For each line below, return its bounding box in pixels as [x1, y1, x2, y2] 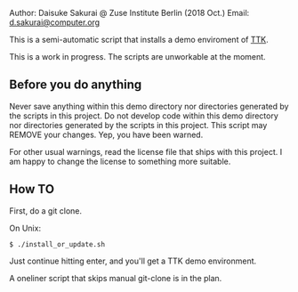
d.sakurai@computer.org [9, 17, 101, 28]
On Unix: [9, 223, 42, 233]
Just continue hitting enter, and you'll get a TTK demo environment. [9, 255, 257, 266]
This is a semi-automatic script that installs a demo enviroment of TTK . [9, 35, 269, 45]
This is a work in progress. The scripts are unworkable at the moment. [9, 52, 266, 61]
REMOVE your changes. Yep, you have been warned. [9, 129, 204, 140]
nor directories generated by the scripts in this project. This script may [9, 119, 268, 130]
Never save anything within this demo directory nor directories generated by [9, 101, 289, 111]
